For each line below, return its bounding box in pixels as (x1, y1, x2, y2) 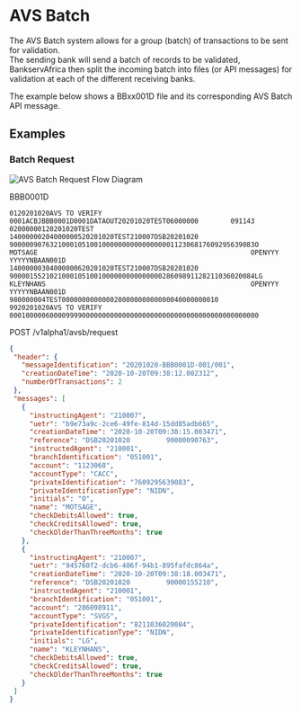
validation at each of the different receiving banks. (9, 73, 196, 84)
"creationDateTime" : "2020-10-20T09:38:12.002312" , (21, 369, 219, 378)
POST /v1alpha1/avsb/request (9, 326, 119, 337)
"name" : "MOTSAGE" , (29, 503, 102, 512)
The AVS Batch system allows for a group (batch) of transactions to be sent (9, 35, 289, 46)
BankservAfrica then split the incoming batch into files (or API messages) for (9, 64, 293, 75)
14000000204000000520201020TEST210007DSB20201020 (9, 232, 199, 241)
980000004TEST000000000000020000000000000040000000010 (9, 295, 219, 304)
